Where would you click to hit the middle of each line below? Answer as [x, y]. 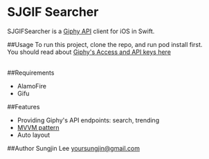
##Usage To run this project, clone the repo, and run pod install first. [105, 44]
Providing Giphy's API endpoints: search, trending [88, 120]
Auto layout [34, 135]
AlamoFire [32, 86]
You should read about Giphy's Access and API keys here [89, 52]
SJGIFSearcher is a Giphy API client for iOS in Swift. [81, 31]
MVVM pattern [38, 127]
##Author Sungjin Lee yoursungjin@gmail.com [74, 148]
